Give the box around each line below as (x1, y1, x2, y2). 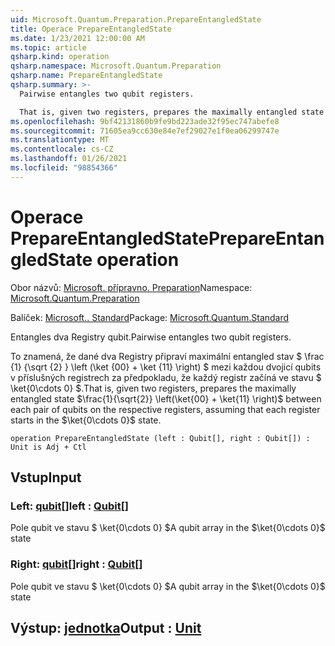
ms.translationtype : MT (10, 135, 110, 145)
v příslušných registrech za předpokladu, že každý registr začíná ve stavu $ (10, 371, 322, 383)
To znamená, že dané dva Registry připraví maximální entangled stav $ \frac (10, 350, 325, 362)
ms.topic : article (10, 42, 87, 53)
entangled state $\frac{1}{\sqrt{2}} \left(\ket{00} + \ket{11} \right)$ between (10, 392, 322, 405)
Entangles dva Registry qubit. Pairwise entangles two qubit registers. (10, 331, 292, 343)
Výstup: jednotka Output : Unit (10, 620, 202, 637)
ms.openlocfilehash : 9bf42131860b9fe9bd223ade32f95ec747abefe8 (10, 116, 280, 126)
